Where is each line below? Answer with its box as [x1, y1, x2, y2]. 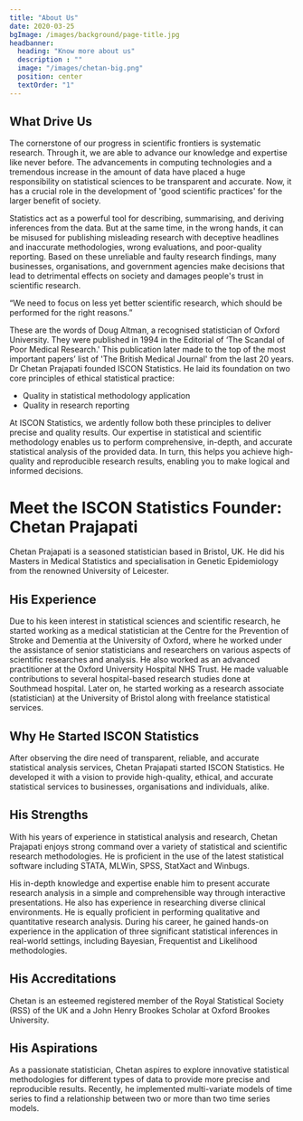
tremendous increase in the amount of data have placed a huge [9, 166, 246, 177]
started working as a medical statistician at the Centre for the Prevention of [9, 626, 289, 636]
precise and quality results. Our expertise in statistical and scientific [9, 427, 262, 438]
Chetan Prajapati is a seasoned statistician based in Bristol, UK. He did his [9, 546, 285, 557]
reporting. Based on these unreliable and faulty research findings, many [9, 251, 278, 262]
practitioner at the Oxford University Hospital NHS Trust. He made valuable [9, 664, 289, 674]
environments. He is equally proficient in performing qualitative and [9, 906, 260, 918]
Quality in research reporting [22, 400, 130, 411]
